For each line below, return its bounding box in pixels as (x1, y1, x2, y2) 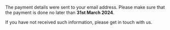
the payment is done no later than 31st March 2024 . (5, 9, 115, 15)
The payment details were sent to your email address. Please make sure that (5, 4, 165, 10)
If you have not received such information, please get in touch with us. (5, 19, 152, 25)
